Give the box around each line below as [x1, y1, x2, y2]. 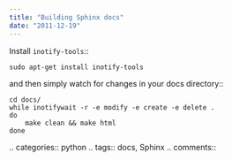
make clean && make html [25, 119, 116, 127]
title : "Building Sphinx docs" [9, 12, 124, 22]
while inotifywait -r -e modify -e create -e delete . [9, 103, 215, 111]
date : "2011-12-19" [9, 21, 81, 30]
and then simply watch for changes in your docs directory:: [9, 78, 224, 88]
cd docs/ [9, 95, 41, 104]
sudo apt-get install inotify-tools [9, 63, 144, 72]
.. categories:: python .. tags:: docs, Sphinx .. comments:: [9, 142, 216, 152]
